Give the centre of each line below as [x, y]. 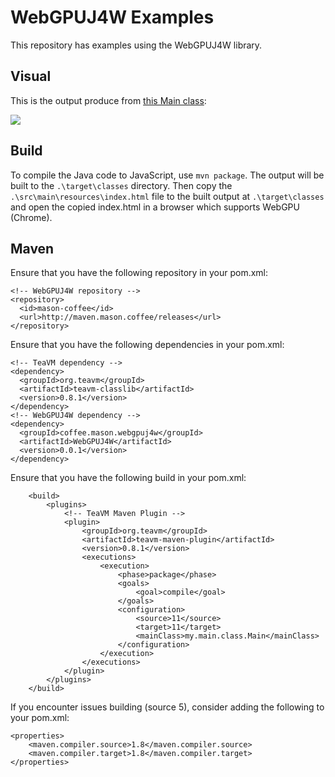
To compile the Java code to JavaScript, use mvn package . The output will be [167, 175]
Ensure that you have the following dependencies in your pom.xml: [147, 345]
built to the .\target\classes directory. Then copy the [121, 185]
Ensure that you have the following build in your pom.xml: [128, 478]
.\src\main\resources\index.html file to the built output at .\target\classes [167, 196]
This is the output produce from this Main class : [108, 100]
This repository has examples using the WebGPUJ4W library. [136, 45]
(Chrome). [31, 217]
